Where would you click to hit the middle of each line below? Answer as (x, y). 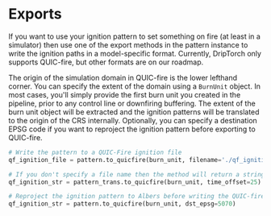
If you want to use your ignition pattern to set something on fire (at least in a (134, 36)
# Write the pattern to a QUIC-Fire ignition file (95, 152)
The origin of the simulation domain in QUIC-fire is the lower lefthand (123, 77)
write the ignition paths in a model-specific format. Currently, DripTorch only (135, 53)
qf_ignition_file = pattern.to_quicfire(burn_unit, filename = (115, 160)
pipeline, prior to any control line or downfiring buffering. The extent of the (132, 103)
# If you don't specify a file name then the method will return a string (137, 174)
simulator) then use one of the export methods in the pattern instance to (128, 44)
